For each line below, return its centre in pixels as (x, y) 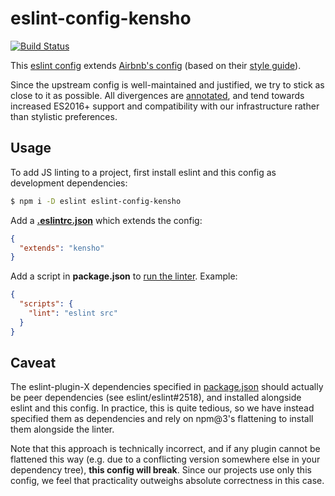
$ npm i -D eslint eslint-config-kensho (96, 201)
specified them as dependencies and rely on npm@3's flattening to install (162, 419)
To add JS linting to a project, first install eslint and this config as (143, 172)
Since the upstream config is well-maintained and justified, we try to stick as (167, 84)
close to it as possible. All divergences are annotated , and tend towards (157, 95)
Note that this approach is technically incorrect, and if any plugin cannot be (165, 449)
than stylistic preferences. (64, 116)
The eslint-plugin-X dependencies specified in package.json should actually (167, 387)
